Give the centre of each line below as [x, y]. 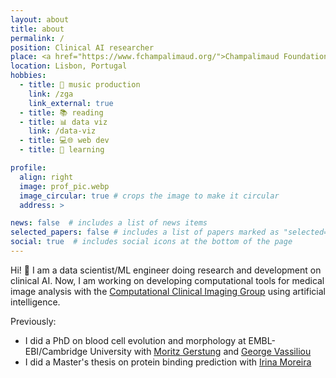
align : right [46, 177]
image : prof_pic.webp [64, 186]
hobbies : [28, 76]
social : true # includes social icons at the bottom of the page [151, 242]
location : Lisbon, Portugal [69, 66]
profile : [28, 168]
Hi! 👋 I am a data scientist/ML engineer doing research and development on [166, 270]
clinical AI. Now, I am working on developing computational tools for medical [167, 280]
